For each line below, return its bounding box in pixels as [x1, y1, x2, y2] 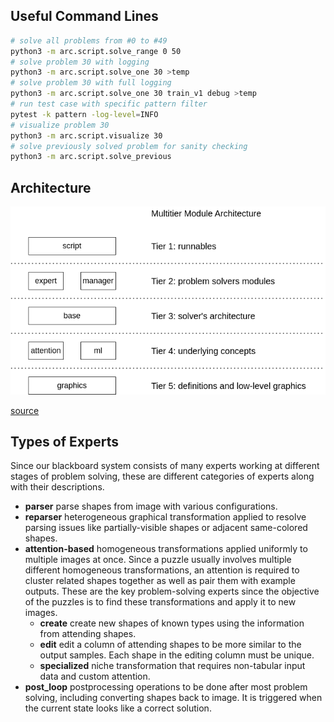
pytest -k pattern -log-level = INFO [10, 109, 159, 119]
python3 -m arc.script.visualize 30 [10, 130, 163, 141]
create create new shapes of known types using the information [39, 617, 305, 629]
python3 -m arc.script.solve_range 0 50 [10, 46, 182, 56]
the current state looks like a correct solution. [24, 702, 212, 714]
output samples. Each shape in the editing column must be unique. [39, 649, 315, 661]
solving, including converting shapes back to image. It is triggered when [24, 692, 323, 704]
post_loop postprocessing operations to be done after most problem [24, 681, 308, 693]
